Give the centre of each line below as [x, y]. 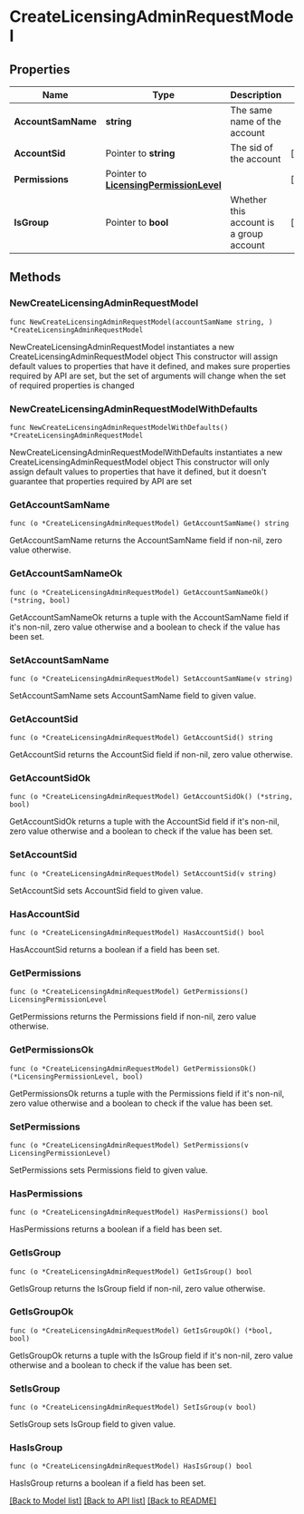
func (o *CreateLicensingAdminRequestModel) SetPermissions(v [129, 1145]
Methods [35, 277]
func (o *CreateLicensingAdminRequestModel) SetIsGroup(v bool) [133, 1408]
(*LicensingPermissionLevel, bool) [76, 1077]
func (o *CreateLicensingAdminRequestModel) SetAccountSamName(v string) [152, 679]
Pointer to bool [137, 222]
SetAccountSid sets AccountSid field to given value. [106, 890]
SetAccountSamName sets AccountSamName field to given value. [133, 695]
